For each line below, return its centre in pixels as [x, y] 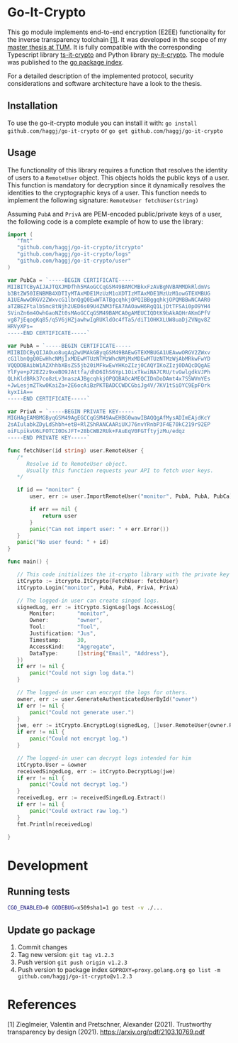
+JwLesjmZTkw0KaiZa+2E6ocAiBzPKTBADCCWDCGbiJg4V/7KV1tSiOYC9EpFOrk [109, 385]
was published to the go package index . [66, 62]
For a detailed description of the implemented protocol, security [100, 76]
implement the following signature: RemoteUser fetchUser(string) [103, 200]
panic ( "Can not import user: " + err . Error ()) [100, 529]
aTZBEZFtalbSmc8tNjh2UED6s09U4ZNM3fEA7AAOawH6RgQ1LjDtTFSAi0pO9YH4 [109, 307]
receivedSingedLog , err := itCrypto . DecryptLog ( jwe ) [96, 771]
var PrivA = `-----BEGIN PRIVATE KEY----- [71, 411]
